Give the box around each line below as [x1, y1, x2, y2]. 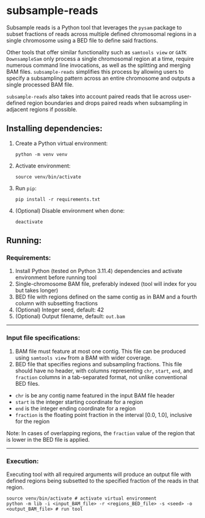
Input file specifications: [6, 333, 81, 342]
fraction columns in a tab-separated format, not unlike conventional [15, 373, 187, 381]
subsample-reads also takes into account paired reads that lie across [6, 93, 177, 100]
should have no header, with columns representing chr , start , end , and [15, 367, 193, 374]
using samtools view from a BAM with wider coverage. [15, 354, 152, 361]
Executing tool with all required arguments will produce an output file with [6, 470, 192, 478]
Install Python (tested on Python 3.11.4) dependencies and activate [15, 268, 183, 275]
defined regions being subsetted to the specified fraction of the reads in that [6, 477, 199, 484]
